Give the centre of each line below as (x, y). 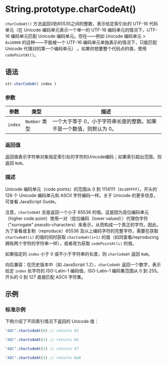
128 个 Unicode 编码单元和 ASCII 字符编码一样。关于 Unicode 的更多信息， (82, 195)
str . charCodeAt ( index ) (31, 84)
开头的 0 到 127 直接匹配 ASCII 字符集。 (45, 277)
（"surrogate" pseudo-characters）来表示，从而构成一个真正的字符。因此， (83, 224)
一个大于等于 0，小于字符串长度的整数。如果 (104, 121)
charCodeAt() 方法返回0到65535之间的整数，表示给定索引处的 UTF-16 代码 (82, 23)
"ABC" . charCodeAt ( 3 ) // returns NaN (43, 358)
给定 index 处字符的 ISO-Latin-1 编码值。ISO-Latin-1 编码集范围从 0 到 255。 (83, 271)
